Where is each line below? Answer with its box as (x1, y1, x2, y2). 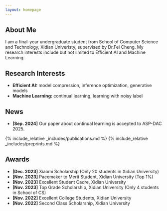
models (12, 88, 28, 94)
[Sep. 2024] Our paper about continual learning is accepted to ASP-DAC (12, 120, 162, 127)
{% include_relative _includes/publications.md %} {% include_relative (5, 135, 148, 142)
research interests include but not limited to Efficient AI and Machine (5, 49, 146, 55)
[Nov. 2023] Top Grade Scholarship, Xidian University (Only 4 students (12, 184, 159, 190)
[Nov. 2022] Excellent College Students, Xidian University (12, 195, 132, 201)
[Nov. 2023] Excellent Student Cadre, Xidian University (12, 179, 126, 185)
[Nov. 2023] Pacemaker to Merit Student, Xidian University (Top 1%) (12, 174, 154, 180)
